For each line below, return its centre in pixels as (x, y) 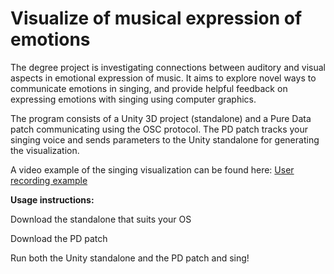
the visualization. (45, 150)
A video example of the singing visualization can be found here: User (152, 169)
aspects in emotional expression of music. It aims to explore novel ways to (163, 78)
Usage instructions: (52, 199)
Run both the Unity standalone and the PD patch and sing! (130, 258)
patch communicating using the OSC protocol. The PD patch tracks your (159, 129)
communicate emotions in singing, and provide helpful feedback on (149, 88)
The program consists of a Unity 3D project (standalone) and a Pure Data (161, 118)
